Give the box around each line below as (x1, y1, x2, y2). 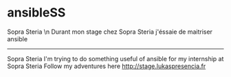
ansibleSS (7, 5, 66, 21)
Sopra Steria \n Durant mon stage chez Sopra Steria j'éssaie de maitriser (7, 27, 213, 36)
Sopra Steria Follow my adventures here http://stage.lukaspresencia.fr (7, 62, 206, 70)
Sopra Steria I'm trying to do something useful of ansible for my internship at (7, 54, 224, 63)
